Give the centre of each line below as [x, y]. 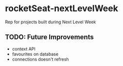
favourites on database [35, 54]
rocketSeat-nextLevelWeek [61, 8]
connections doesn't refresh [40, 59]
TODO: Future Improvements [49, 37]
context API [24, 49]
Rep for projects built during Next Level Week [51, 22]
